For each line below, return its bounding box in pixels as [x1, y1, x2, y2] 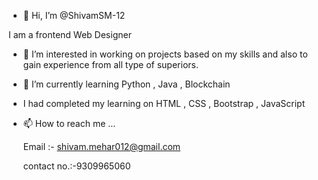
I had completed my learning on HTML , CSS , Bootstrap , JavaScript [22, 98, 306, 109]
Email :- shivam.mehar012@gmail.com [22, 141, 181, 152]
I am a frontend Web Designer [8, 29, 132, 40]
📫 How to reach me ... [22, 118, 116, 129]
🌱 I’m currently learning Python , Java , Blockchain [22, 78, 231, 90]
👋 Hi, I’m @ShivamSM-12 [22, 10, 126, 21]
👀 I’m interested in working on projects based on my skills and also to [22, 48, 308, 60]
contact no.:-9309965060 [22, 160, 131, 172]
